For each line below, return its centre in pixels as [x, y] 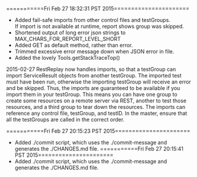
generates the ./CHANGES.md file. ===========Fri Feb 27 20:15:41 [99, 149]
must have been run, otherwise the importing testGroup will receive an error [98, 82]
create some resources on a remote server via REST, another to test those [96, 101]
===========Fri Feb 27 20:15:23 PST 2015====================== [98, 131]
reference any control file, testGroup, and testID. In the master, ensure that [97, 113]
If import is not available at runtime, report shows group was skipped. [99, 26]
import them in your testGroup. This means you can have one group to [92, 94]
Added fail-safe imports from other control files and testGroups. [92, 20]
